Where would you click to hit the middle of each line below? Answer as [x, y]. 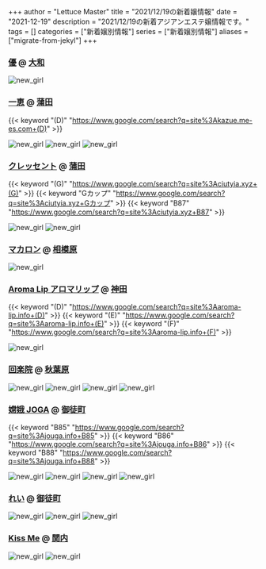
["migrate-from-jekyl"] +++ [53, 40]
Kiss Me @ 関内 [38, 538]
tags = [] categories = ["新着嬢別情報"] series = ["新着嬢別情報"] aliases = [128, 31]
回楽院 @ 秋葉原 [39, 370]
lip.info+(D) [27, 315]
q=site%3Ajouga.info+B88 [51, 461]
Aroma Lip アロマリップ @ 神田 [68, 290]
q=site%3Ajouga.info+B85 [51, 436]
